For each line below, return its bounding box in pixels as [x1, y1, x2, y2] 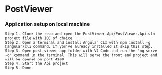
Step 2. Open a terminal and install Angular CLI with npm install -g [5, 40, 151, 45]
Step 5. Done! [5, 65, 34, 71]
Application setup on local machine [5, 21, 90, 28]
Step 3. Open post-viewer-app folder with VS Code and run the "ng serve [5, 48, 158, 54]
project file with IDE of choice [5, 36, 73, 41]
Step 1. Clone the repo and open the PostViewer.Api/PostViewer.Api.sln [5, 31, 155, 37]
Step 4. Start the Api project [5, 61, 68, 66]
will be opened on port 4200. [5, 57, 66, 62]
